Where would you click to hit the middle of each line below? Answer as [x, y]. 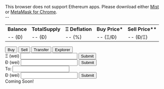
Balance [17, 29]
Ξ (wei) [12, 56]
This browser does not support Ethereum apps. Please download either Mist [82, 7]
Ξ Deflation [79, 29]
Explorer [62, 50]
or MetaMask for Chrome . [31, 12]
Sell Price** [142, 29]
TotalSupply [46, 29]
